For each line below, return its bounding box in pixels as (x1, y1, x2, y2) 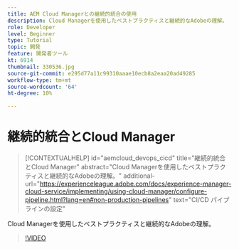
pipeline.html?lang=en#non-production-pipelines (24, 196, 169, 204)
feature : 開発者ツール (7, 51, 68, 58)
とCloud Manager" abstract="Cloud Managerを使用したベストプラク (24, 163, 226, 171)
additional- (123, 171, 155, 180)
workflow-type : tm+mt (7, 76, 72, 84)
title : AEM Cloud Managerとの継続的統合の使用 (7, 10, 137, 18)
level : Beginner (7, 30, 55, 38)
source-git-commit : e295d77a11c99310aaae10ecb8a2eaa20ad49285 (7, 70, 196, 77)
